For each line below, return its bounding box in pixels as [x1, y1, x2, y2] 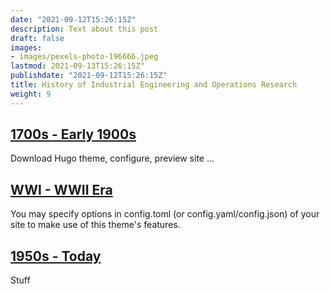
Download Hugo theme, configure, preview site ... [10, 152, 215, 165]
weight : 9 [10, 89, 52, 99]
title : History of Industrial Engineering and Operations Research [10, 80, 298, 90]
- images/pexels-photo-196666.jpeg [10, 52, 159, 62]
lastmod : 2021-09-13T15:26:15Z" [10, 61, 145, 71]
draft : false [10, 33, 65, 43]
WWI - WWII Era [10, 181, 113, 198]
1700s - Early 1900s [10, 126, 137, 143]
